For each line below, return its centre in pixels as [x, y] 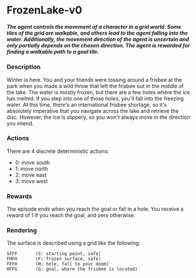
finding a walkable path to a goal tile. [53, 52]
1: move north [32, 169]
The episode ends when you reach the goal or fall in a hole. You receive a [95, 209]
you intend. [20, 123]
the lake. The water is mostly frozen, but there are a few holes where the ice [98, 92]
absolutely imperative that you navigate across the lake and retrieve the [93, 111]
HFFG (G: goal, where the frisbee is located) [72, 269]
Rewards [20, 196]
